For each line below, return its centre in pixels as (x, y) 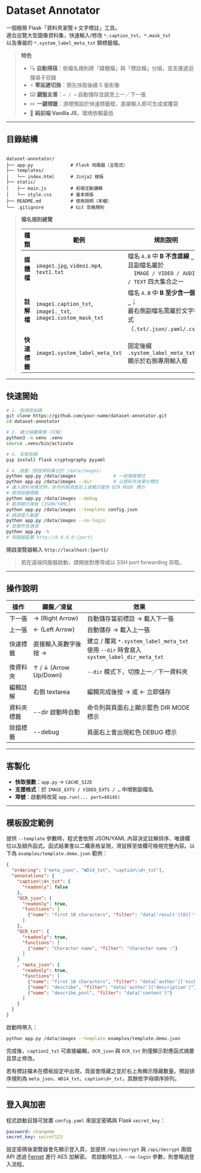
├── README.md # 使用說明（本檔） (59, 201)
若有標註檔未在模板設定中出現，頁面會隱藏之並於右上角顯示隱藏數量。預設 (98, 1071)
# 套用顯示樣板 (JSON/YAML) (38, 504)
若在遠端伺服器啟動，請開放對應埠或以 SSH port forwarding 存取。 (103, 562)
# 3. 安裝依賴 (22, 454)
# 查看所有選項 (22, 526)
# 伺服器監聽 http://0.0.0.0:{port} (50, 537)
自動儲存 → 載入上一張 (119, 630)
